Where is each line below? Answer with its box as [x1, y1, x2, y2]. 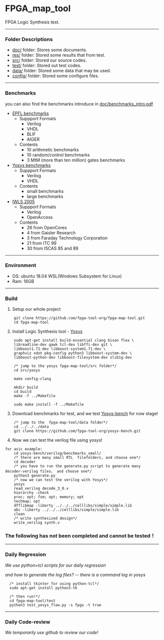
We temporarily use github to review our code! [5, 630, 99, 636]
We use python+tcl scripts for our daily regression [5, 562, 106, 568]
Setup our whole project [12, 306, 61, 312]
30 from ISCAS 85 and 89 [26, 245, 79, 251]
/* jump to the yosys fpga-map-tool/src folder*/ [14, 363, 117, 369]
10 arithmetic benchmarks [26, 147, 79, 152]
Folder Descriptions [5, 36, 53, 43]
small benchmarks [26, 188, 64, 194]
